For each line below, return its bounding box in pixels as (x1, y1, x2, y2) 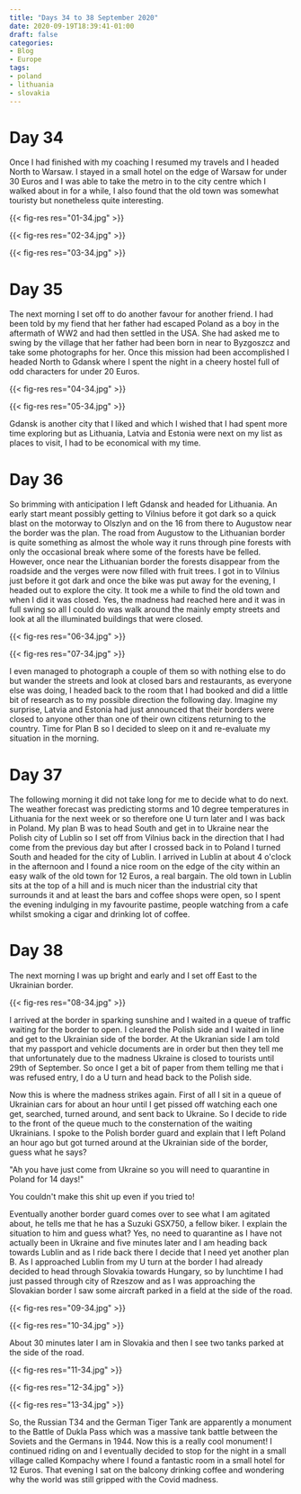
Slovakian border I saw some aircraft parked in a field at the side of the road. (9, 1285, 293, 1296)
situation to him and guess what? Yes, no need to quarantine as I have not (9, 1228, 283, 1238)
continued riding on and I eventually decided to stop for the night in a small (9, 1445, 287, 1456)
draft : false (9, 30, 58, 39)
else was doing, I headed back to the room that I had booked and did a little (9, 685, 288, 696)
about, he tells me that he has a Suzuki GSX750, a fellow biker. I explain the (9, 1219, 288, 1229)
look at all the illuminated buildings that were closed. (9, 614, 204, 625)
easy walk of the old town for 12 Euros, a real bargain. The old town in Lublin (9, 870, 292, 882)
